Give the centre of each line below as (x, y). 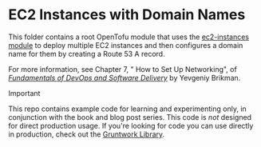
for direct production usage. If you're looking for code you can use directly (131, 125)
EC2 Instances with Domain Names (127, 15)
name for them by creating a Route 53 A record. (87, 54)
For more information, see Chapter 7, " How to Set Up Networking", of (123, 69)
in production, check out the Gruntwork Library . (87, 134)
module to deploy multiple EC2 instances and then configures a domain (126, 45)
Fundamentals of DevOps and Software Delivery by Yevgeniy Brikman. (125, 77)
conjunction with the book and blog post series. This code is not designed (130, 117)
